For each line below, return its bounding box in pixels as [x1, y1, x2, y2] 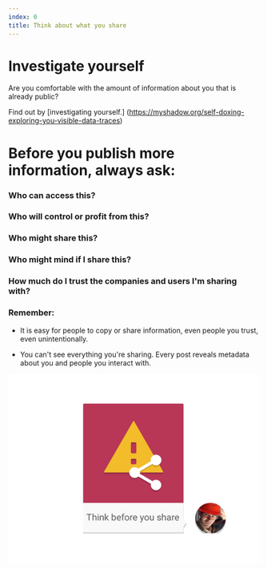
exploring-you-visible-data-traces [8, 116, 121, 126]
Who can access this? [8, 189, 96, 200]
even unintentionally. [19, 333, 89, 344]
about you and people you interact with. [19, 357, 152, 368]
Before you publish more [8, 144, 175, 162]
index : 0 [8, 13, 38, 21]
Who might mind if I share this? [8, 254, 132, 265]
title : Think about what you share [8, 21, 127, 30]
